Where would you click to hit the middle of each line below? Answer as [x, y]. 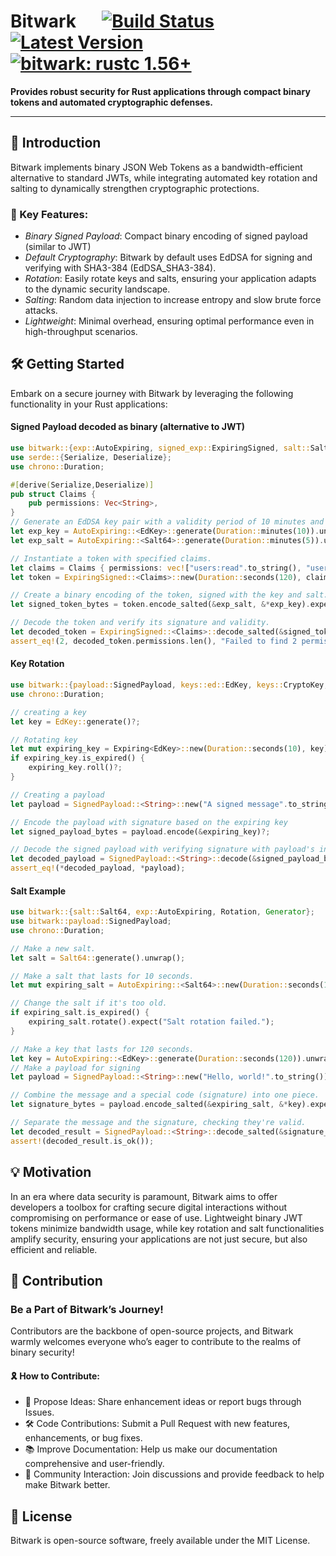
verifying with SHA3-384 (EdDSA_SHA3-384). [120, 268]
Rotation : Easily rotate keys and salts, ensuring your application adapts [170, 279]
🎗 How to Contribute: [55, 1376]
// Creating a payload [57, 795]
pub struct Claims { [53, 494]
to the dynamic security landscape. [97, 289]
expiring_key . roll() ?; [75, 768]
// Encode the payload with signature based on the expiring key [149, 822]
